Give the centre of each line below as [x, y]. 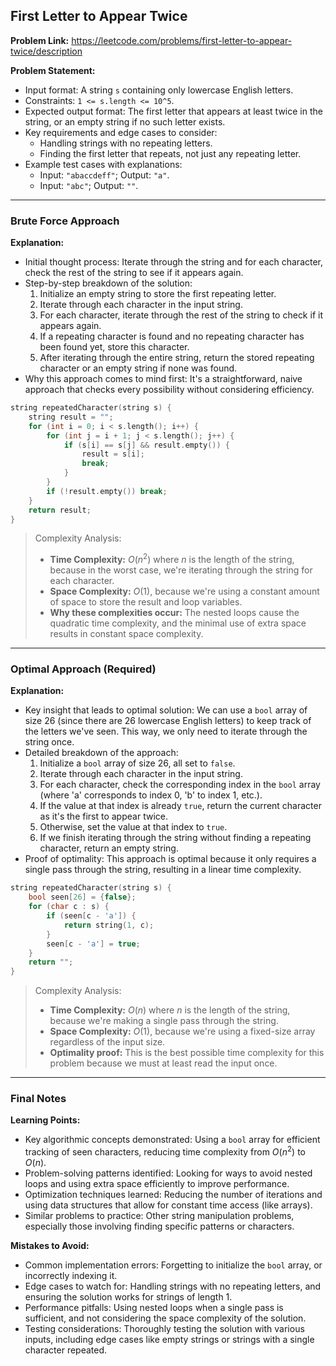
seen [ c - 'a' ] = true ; [93, 944]
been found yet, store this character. [114, 347]
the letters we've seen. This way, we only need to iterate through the [166, 731]
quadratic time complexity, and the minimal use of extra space [178, 623]
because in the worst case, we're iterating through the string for [181, 570]
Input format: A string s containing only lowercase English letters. [159, 90]
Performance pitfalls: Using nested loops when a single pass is [154, 1308]
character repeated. [66, 1350]
